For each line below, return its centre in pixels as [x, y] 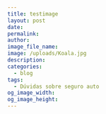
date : [15, 27]
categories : [25, 67]
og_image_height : [33, 100]
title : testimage [33, 14]
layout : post [26, 21]
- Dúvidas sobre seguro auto [57, 86]
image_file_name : [33, 47]
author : [19, 40]
